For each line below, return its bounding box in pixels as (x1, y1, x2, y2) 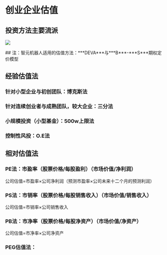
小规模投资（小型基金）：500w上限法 (5, 118, 94, 125)
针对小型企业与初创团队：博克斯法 (5, 88, 88, 95)
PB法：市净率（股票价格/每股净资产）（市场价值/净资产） (5, 217, 142, 224)
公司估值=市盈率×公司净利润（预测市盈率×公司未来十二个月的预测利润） (5, 178, 154, 184)
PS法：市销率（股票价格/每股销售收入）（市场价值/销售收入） (5, 191, 152, 198)
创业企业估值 (5, 5, 59, 16)
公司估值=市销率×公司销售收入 (5, 204, 69, 210)
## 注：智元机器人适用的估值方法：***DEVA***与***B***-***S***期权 (5, 50, 158, 56)
